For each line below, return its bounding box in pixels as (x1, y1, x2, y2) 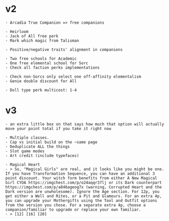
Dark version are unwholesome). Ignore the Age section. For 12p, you (5, 189, 160, 194)
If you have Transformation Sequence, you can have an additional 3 (5, 171, 155, 176)
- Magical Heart (5, 162, 40, 167)
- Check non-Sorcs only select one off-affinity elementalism (5, 74, 141, 79)
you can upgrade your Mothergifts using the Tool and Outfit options (5, 198, 158, 203)
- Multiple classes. (5, 135, 50, 140)
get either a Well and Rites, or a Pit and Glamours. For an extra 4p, (5, 193, 162, 198)
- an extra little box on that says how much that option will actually (5, 121, 164, 126)
